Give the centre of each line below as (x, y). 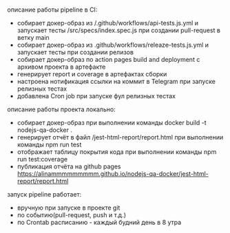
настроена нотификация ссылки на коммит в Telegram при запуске (116, 82)
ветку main (33, 38)
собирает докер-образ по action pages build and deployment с (108, 60)
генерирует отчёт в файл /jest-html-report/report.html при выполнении (120, 137)
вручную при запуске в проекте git (69, 208)
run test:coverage (42, 159)
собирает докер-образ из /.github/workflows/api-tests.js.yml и (107, 23)
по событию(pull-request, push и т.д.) (71, 215)
